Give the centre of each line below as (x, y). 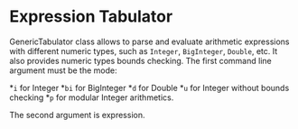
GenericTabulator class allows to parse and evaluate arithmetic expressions (150, 41)
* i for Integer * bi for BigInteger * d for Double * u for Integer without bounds (149, 88)
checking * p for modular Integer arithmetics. (92, 97)
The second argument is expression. (77, 115)
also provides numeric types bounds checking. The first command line (141, 60)
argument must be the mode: (63, 70)
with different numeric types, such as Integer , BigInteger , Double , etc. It (144, 51)
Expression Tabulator (91, 17)
